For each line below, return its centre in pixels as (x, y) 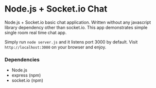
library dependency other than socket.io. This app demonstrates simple (76, 27)
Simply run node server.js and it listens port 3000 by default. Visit (71, 42)
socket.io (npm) (27, 80)
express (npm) (26, 75)
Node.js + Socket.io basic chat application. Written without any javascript (78, 22)
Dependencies (22, 59)
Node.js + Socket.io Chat (56, 9)
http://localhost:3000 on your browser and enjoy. (55, 47)
